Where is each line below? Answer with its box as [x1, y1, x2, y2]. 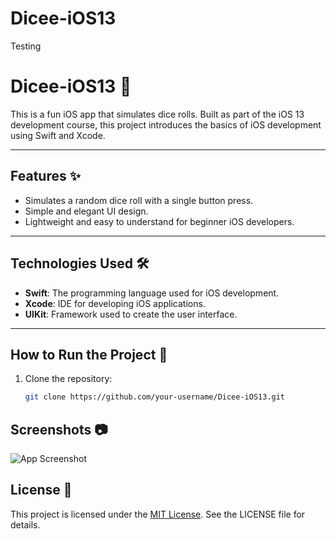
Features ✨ [10, 168, 81, 185]
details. [10, 518, 41, 531]
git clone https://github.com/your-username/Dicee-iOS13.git [24, 392, 286, 402]
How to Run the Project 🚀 [10, 346, 168, 363]
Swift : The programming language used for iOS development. [24, 287, 280, 299]
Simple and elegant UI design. [24, 205, 149, 217]
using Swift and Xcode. [10, 129, 106, 141]
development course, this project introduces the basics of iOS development [10, 118, 322, 131]
